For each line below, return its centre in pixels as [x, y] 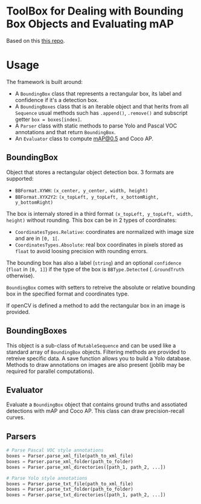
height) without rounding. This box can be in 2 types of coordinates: [91, 220]
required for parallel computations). [50, 371]
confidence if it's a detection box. [57, 100]
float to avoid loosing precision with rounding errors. [81, 251]
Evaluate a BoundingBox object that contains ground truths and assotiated [97, 405]
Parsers [21, 436]
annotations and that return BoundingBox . [65, 132]
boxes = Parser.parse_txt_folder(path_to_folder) [70, 489]
